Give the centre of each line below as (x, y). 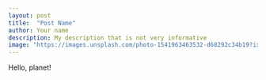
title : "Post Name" (42, 23)
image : (19, 45)
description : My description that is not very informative (108, 38)
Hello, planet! (30, 67)
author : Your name (38, 30)
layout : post (30, 15)
